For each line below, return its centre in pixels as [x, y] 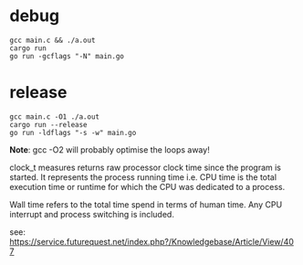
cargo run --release [49, 124]
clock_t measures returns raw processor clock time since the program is [145, 167]
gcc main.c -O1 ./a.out [55, 117]
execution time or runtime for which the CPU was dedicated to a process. [147, 186]
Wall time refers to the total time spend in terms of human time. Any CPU [146, 204]
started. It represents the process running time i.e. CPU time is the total [143, 177]
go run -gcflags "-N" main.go [67, 56]
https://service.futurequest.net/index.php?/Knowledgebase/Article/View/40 [152, 241]
